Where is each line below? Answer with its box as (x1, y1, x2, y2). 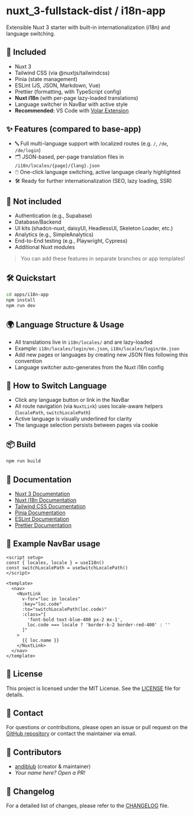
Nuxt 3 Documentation (14, 490, 70, 497)
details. (6, 691, 24, 698)
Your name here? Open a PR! (14, 769, 86, 777)
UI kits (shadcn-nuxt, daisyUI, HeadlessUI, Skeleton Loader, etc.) (14, 225, 173, 232)
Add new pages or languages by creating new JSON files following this (14, 351, 188, 358)
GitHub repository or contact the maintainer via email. (6, 730, 137, 737)
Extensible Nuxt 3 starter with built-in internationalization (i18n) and (6, 24, 170, 31)
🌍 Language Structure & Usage (6, 320, 124, 330)
